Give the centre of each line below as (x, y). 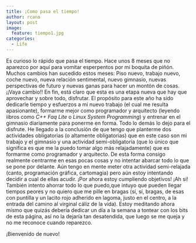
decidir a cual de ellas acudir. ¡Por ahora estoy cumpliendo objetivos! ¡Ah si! (97, 179)
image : (14, 28)
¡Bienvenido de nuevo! (33, 234)
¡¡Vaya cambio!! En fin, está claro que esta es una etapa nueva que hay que (97, 92)
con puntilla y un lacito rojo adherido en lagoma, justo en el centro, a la (91, 197)
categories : (20, 39)
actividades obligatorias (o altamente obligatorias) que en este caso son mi (97, 135)
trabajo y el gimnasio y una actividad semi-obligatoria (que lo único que (92, 142)
